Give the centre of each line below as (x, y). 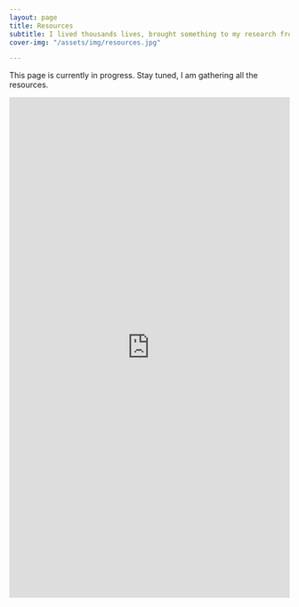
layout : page (33, 17)
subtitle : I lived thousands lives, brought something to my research (143, 34)
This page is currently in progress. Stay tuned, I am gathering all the (133, 76)
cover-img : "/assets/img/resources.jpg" (85, 42)
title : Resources (41, 26)
